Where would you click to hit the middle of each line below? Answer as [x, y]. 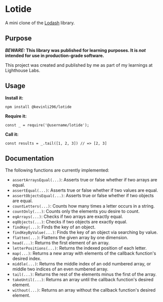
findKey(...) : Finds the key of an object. [54, 227]
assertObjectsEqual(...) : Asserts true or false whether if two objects [83, 196]
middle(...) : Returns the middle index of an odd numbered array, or [81, 264]
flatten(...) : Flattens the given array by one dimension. [70, 238]
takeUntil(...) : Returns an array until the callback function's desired [83, 280]
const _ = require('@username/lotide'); [47, 125]
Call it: [12, 134]
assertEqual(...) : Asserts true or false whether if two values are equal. [85, 190]
